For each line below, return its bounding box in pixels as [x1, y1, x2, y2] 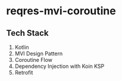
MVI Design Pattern [14, 50, 63, 57]
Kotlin [14, 43, 29, 51]
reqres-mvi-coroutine [6, 4, 116, 18]
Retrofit [14, 69, 33, 76]
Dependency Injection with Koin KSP [14, 63, 105, 70]
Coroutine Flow [14, 57, 52, 63]
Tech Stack [6, 28, 49, 38]
